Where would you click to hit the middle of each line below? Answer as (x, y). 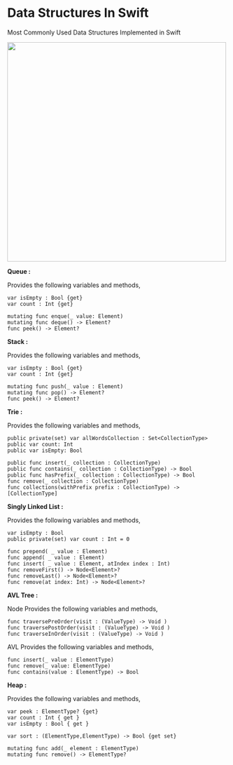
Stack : (17, 341)
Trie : (15, 411)
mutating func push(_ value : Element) (65, 386)
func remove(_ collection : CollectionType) (73, 481)
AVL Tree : (23, 595)
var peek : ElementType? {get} (53, 711)
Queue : (19, 271)
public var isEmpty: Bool (45, 451)
